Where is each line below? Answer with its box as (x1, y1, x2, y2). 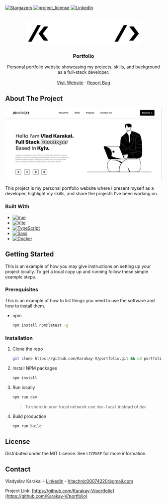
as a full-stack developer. (57, 69, 110, 75)
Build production (12, 413, 47, 419)
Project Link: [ (5, 488, 34, 494)
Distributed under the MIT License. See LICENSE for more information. (5, 451, 147, 457)
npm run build (12, 423, 42, 428)
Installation (5, 334, 33, 341)
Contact (5, 465, 31, 473)
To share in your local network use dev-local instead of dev (24, 403, 147, 409)
